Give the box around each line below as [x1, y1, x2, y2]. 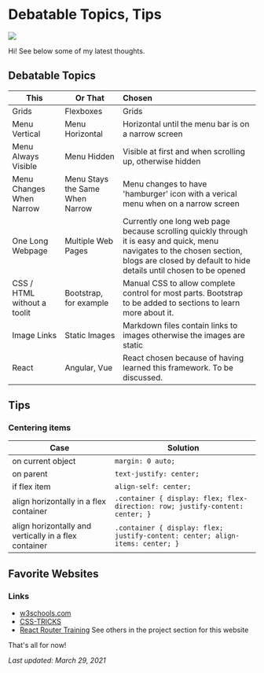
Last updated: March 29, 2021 [8, 656, 106, 665]
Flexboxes [64, 105, 103, 116]
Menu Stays [64, 173, 108, 184]
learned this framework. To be [123, 362, 234, 373]
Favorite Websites [8, 567, 99, 580]
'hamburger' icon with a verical [123, 188, 237, 199]
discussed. [123, 372, 163, 383]
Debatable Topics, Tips [8, 6, 163, 24]
